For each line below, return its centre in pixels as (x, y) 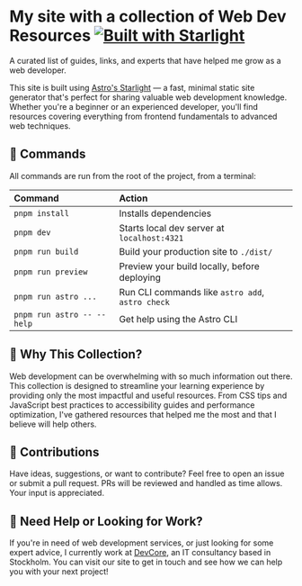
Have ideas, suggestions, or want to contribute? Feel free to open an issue (147, 473)
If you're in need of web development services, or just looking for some (142, 543)
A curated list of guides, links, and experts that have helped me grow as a (145, 60)
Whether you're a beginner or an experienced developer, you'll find (133, 106)
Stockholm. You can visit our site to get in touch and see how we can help (146, 562)
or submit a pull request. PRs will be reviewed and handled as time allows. (146, 483)
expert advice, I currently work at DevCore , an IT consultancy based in (140, 553)
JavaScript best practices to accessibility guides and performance (132, 405)
